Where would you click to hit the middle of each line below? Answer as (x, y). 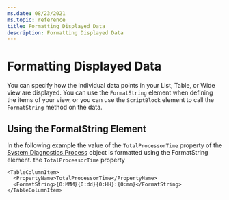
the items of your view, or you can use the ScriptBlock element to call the (110, 100)
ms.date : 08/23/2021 (37, 13)
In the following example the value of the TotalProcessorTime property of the (115, 145)
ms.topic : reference (37, 20)
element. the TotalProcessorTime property (66, 160)
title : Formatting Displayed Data (56, 26)
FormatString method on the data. (55, 108)
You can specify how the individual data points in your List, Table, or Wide (111, 86)
